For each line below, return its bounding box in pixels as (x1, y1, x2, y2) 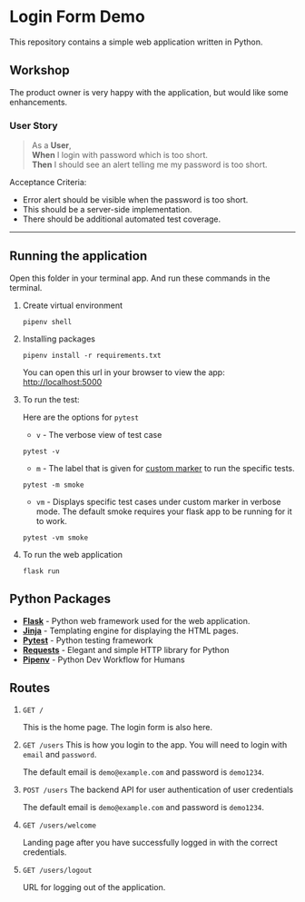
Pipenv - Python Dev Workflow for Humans (22, 654, 185, 665)
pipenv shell (22, 317, 73, 326)
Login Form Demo (9, 6, 145, 27)
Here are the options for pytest (22, 411, 139, 422)
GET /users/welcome (22, 821, 97, 830)
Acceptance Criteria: (9, 177, 87, 188)
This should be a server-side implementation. (22, 204, 192, 215)
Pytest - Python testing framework (22, 634, 153, 646)
